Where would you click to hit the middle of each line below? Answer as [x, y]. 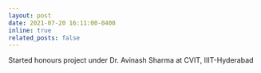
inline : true [30, 30]
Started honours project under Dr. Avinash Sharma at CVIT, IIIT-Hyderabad [131, 60]
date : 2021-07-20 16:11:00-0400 [62, 23]
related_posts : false [44, 38]
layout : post [30, 15]
